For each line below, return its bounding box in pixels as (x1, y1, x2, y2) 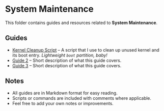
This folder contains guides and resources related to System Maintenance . (5, 20, 158, 26)
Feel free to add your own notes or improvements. (12, 100, 114, 106)
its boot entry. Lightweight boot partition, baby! (12, 52, 108, 58)
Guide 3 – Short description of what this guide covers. (12, 62, 122, 68)
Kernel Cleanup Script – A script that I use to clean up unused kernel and (12, 47, 160, 53)
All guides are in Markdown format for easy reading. (12, 90, 118, 96)
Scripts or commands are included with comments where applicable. (12, 95, 151, 101)
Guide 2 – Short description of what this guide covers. (12, 57, 122, 63)
